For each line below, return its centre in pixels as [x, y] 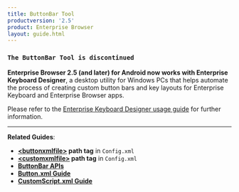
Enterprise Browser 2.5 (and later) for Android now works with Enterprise [118, 73]
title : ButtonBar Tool [41, 14]
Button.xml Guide [44, 173]
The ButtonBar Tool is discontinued [71, 58]
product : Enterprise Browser [51, 27]
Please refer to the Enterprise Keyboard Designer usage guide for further [114, 109]
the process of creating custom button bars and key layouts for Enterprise [116, 87]
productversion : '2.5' [41, 21]
